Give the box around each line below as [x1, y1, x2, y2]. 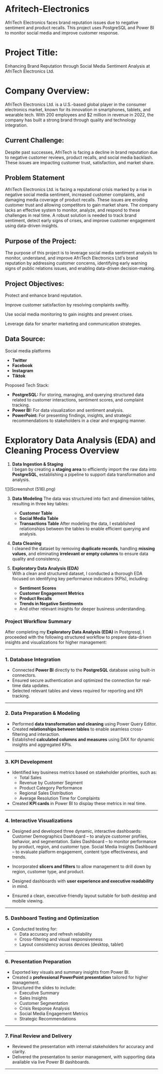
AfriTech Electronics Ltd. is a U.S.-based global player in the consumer [5, 101, 147, 107]
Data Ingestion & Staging [12, 461, 64, 467]
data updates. [22, 683, 50, 689]
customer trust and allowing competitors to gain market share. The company [5, 202, 158, 208]
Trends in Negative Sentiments [19, 600, 83, 606]
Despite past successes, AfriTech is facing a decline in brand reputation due [5, 149, 158, 155]
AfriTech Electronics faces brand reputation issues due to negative [5, 19, 139, 25]
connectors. [12, 672, 36, 678]
